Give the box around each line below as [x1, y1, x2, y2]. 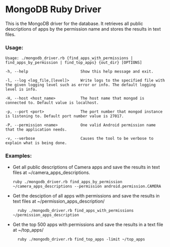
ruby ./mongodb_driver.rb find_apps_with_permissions [17, 208, 134, 213]
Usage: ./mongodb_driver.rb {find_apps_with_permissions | [5, 56, 133, 61]
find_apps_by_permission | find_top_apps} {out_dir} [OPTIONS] [5, 60, 143, 65]
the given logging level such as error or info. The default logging [5, 83, 156, 88]
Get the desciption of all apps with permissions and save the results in [12, 192, 160, 199]
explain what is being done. [5, 140, 67, 146]
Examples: [5, 152, 32, 159]
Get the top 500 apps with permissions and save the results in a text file [12, 221, 163, 228]
